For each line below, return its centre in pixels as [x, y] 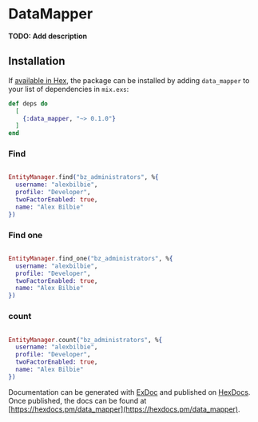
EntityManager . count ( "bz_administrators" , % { [85, 340]
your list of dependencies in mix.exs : [69, 89]
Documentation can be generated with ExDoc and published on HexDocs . [129, 392]
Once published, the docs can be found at [77, 400]
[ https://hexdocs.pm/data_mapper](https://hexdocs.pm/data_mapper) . [124, 409]
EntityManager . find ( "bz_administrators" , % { [83, 177]
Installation [37, 61]
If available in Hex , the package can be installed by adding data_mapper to [129, 80]
